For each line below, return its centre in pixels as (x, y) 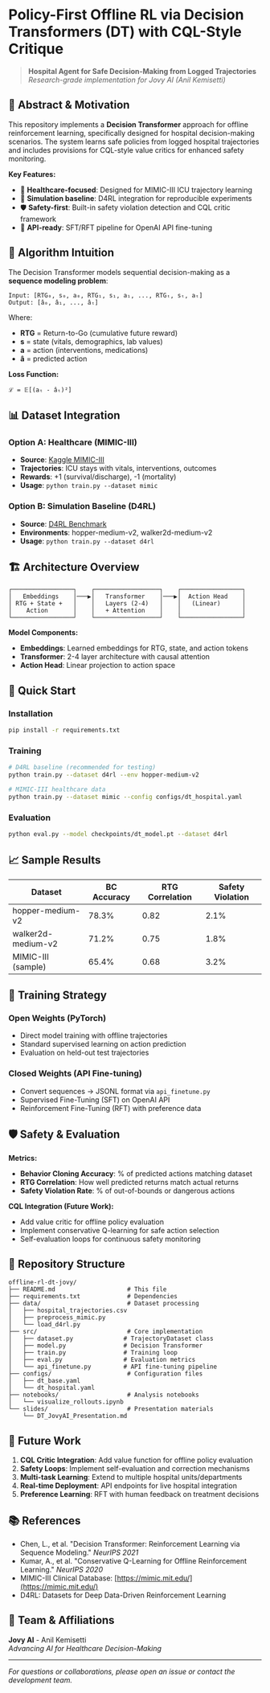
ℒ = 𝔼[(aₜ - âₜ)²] (40, 390)
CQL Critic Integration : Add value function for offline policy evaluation (136, 1460)
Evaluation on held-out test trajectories (84, 1053)
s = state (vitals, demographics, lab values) (91, 341)
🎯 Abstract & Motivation (69, 105)
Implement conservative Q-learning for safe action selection (119, 1230)
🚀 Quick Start (42, 690)
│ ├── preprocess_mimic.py (57, 1318)
